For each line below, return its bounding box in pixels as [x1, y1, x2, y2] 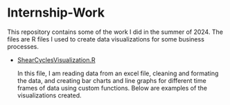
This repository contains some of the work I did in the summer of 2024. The [7, 28, 224, 36]
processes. [7, 42, 39, 50]
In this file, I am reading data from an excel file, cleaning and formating [17, 69, 219, 77]
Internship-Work [7, 5, 105, 21]
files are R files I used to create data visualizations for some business [7, 35, 204, 43]
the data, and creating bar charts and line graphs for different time [17, 76, 206, 84]
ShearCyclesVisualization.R [17, 55, 96, 64]
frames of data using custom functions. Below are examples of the [17, 84, 208, 92]
